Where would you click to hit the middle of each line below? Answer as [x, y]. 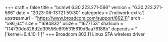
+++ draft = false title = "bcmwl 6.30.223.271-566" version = [68, 7]
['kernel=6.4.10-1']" [25, 34]
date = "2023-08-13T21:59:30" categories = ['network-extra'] [80, 13]
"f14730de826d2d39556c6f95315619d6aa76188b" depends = [69, 29]
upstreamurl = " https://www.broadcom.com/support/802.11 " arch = [75, 18]
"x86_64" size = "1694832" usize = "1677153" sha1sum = [64, 23]
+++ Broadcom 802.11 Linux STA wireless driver [95, 34]
